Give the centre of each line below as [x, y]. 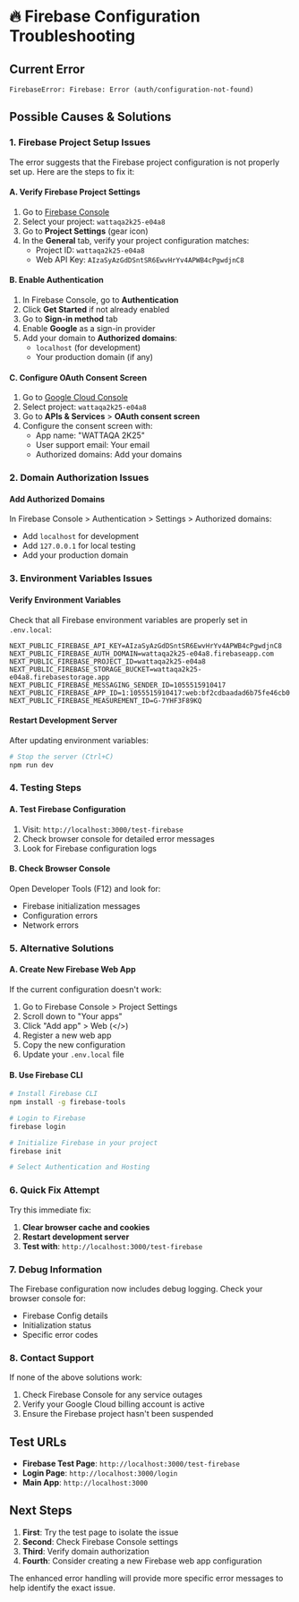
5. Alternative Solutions [62, 948]
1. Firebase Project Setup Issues [80, 142]
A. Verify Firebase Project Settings [75, 192]
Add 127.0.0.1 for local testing [79, 546]
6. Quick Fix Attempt [55, 1190]
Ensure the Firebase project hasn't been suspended [118, 1414]
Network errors [50, 925]
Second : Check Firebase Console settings [100, 1541]
